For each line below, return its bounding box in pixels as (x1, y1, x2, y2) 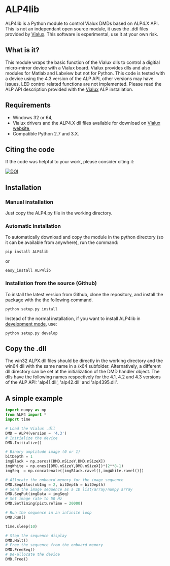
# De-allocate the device (5, 552, 60, 557)
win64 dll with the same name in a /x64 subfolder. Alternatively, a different (5, 363, 161, 369)
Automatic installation (5, 222, 61, 229)
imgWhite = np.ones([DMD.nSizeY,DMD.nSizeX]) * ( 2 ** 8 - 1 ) (5, 464, 124, 469)
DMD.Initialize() (5, 440, 42, 445)
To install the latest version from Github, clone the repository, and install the (5, 291, 163, 297)
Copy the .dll (5, 344, 47, 353)
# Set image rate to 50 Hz (5, 496, 62, 502)
